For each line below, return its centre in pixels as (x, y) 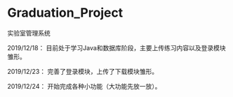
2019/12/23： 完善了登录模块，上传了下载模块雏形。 (83, 71)
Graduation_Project (65, 13)
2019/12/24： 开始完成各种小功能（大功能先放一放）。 (84, 86)
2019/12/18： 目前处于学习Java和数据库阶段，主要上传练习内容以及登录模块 (116, 47)
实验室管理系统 (29, 33)
